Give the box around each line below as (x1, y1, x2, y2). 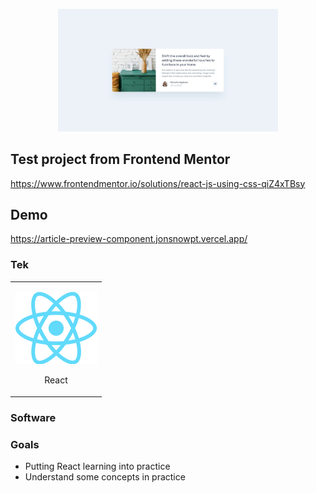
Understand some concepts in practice (24, 471, 186, 483)
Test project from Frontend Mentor (10, 151, 231, 168)
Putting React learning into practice (24, 460, 171, 473)
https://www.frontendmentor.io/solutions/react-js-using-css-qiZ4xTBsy (10, 177, 306, 189)
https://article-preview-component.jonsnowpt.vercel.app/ (10, 233, 248, 245)
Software (10, 410, 57, 424)
